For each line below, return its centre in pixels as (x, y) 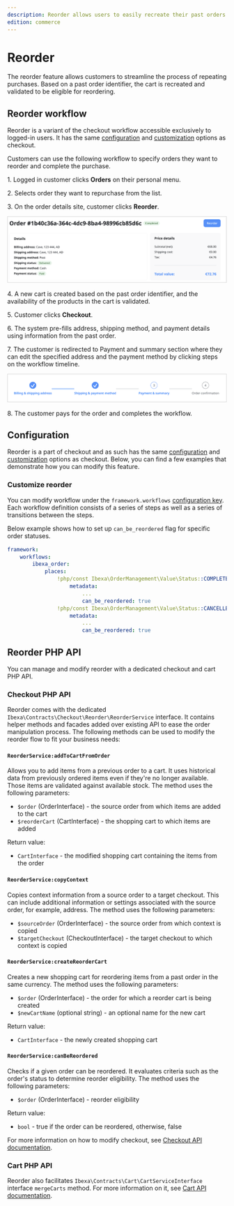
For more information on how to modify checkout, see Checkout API (105, 1140)
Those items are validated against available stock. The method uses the (110, 786)
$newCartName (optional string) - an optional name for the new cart (111, 1013)
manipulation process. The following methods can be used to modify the (111, 732)
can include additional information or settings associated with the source (111, 902)
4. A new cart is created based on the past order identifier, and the (103, 294)
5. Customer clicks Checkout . (50, 315)
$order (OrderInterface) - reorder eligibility (78, 1100)
